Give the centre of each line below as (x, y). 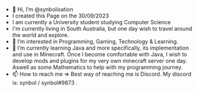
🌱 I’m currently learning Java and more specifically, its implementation (101, 48)
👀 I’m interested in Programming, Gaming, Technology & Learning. (95, 41)
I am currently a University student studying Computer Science (91, 22)
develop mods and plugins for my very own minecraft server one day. (100, 61)
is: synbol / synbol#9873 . (45, 83)
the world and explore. (40, 35)
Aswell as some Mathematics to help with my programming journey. (97, 67)
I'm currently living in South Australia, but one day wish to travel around (102, 28)
